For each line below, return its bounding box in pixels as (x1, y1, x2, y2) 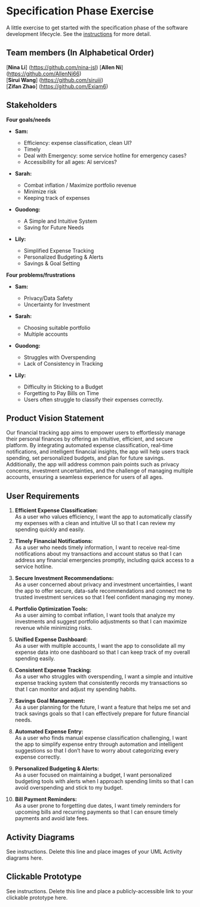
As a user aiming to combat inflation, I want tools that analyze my (14, 612, 176, 619)
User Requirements (6, 491, 79, 501)
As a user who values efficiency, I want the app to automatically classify (14, 513, 192, 520)
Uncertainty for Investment (23, 301, 90, 308)
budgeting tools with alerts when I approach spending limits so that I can (14, 778, 194, 785)
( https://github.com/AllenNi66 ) (6, 70, 82, 77)
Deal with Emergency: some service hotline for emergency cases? (23, 151, 187, 159)
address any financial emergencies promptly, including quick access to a (14, 557, 194, 564)
